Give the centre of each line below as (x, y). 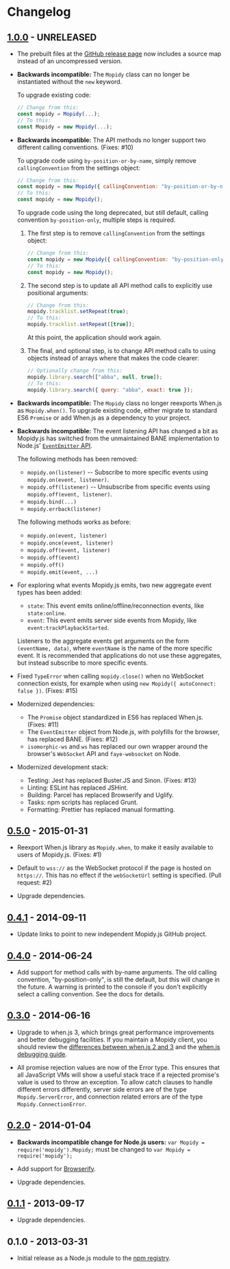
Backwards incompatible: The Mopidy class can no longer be (103, 74)
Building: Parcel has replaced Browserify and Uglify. (101, 794)
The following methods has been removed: (77, 459)
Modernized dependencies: (56, 704)
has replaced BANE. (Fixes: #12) (73, 739)
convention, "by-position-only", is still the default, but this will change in (118, 979)
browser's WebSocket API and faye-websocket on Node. (104, 753)
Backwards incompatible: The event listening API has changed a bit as (117, 431)
